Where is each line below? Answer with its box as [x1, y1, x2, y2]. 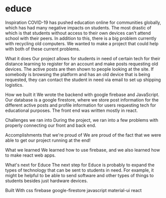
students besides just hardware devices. [5, 178, 88, 184]
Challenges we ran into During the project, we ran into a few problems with [5, 117, 159, 123]
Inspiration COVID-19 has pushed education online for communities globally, [5, 19, 162, 25]
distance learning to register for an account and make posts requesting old [5, 61, 158, 67]
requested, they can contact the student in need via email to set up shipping [5, 77, 161, 83]
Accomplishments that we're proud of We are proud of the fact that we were [5, 132, 162, 138]
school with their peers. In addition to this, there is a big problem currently [5, 35, 157, 41]
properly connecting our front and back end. [5, 122, 96, 128]
